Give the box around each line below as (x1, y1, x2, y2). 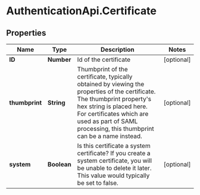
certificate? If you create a (77, 149, 151, 157)
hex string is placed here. (77, 102, 148, 111)
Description (100, 46, 135, 54)
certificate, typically (77, 73, 133, 81)
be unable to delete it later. (77, 164, 152, 172)
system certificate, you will (77, 156, 152, 165)
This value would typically (77, 171, 150, 180)
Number (47, 55, 71, 64)
